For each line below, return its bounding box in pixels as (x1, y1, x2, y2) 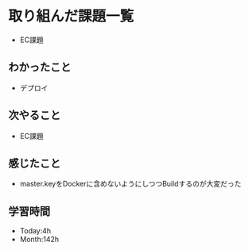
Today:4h (19, 226, 52, 236)
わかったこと (8, 60, 72, 74)
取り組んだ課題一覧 (8, 7, 134, 25)
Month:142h (19, 235, 60, 244)
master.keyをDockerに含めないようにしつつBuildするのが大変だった (19, 179, 242, 189)
